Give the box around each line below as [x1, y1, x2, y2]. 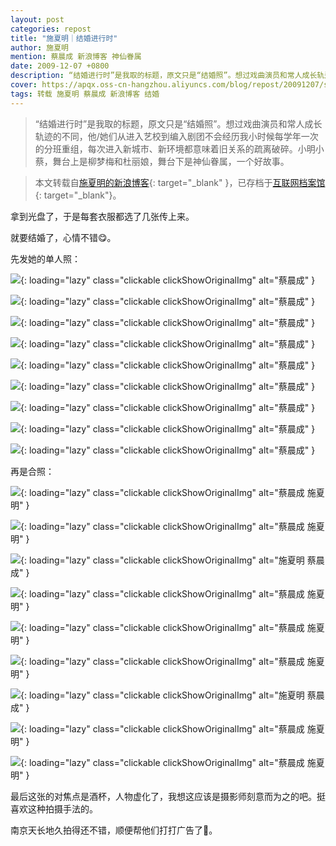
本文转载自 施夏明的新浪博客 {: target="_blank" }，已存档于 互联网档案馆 [34, 176, 326, 188]
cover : [10, 80, 38, 90]
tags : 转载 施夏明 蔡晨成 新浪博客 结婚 [10, 89, 160, 99]
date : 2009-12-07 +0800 [10, 61, 110, 71]
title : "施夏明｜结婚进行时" [10, 33, 118, 43]
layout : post [10, 14, 65, 25]
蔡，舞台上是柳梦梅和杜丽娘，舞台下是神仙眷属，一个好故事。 [34, 155, 290, 167]
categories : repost [10, 24, 92, 34]
